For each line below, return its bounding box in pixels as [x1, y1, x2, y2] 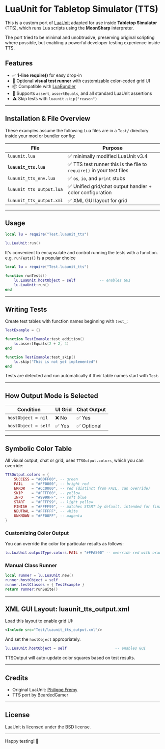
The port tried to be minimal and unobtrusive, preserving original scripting [5, 34, 155, 40]
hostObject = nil [7, 415, 48, 421]
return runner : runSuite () [5, 587, 58, 592]
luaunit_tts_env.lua [7, 176, 55, 181]
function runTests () [5, 273, 48, 278]
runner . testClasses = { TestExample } [5, 582, 84, 587]
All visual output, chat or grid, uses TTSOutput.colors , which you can [5, 457, 144, 463]
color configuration [68, 189, 112, 196]
